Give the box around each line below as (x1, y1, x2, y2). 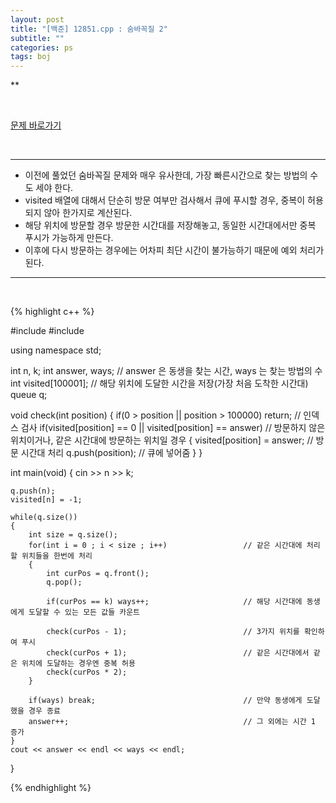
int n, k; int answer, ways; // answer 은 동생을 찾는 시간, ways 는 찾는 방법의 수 (10, 365, 323, 377)
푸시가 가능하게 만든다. (24, 232, 114, 244)
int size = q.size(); (28, 530, 118, 540)
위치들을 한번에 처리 (21, 551, 93, 561)
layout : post (10, 14, 65, 25)
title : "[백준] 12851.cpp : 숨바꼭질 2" (10, 24, 168, 34)
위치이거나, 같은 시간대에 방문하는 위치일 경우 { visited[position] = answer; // (10, 434, 314, 446)
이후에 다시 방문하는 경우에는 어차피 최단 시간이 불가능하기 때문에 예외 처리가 (24, 244, 325, 256)
